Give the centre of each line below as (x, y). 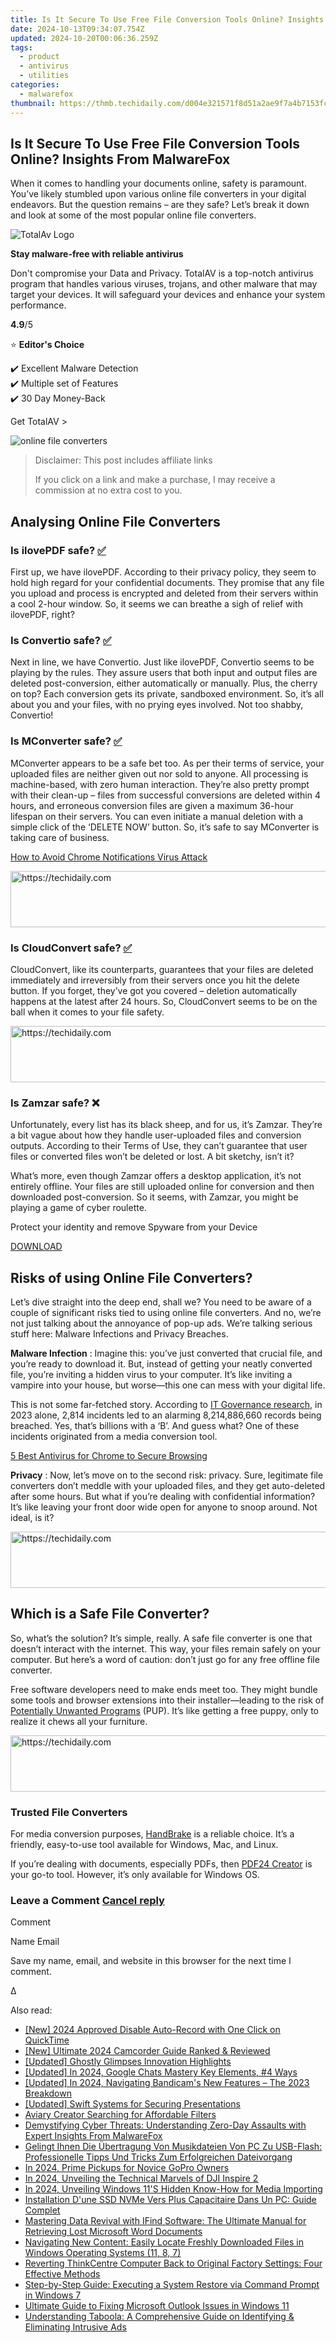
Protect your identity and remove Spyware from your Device (134, 1227)
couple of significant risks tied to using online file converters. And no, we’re (166, 1312)
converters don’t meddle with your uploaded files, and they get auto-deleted (168, 1485)
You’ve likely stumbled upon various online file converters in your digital (158, 194)
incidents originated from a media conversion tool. (114, 1436)
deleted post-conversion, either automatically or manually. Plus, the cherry (164, 683)
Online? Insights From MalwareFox (120, 159)
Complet (42, 2210)
